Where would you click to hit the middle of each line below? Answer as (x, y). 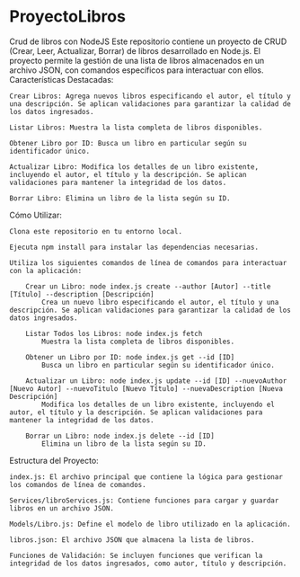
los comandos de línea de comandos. (78, 484)
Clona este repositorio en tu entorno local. (96, 231)
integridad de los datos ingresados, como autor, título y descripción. (148, 564)
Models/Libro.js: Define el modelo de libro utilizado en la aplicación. (150, 524)
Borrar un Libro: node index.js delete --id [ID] (120, 436)
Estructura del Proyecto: (54, 460)
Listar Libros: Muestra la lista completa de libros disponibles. (136, 128)
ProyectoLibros (67, 17)
